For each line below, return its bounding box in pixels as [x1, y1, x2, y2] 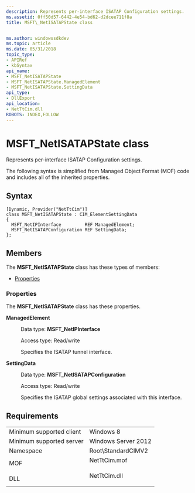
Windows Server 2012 [89, 437, 152, 445]
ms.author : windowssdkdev [6, 35, 69, 41]
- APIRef [6, 57, 28, 63]
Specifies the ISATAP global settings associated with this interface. [20, 394, 182, 401]
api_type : [6, 90, 30, 96]
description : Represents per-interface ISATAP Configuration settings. [6, 8, 184, 15]
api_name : [6, 68, 30, 74]
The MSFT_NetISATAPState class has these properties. [6, 303, 141, 310]
